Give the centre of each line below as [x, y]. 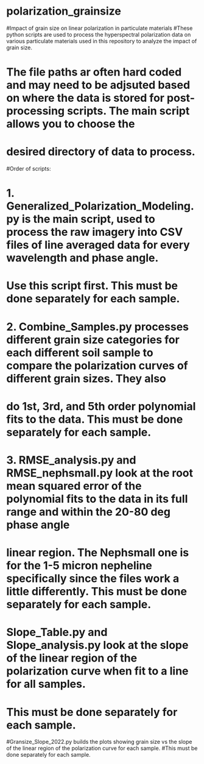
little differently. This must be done [97, 592]
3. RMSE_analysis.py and [71, 460]
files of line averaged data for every [98, 245]
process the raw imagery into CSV [95, 232]
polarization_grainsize [64, 11]
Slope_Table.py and [57, 632]
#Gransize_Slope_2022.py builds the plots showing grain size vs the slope [99, 742]
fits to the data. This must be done [95, 419]
